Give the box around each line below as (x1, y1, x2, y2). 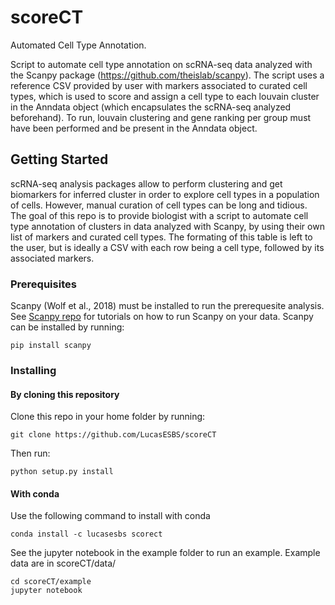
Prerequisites (10, 277, 77, 291)
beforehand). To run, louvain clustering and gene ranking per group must (10, 111, 312, 123)
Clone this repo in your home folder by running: (10, 411, 206, 423)
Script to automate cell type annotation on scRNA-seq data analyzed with (10, 58, 313, 70)
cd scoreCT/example (10, 577, 92, 587)
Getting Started (10, 151, 109, 168)
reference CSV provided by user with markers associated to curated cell (10, 79, 308, 91)
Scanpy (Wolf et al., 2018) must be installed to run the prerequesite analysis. (10, 300, 325, 312)
